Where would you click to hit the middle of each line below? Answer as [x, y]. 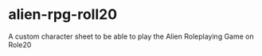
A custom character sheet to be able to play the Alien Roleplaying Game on [131, 36]
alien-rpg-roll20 [63, 15]
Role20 [20, 44]
